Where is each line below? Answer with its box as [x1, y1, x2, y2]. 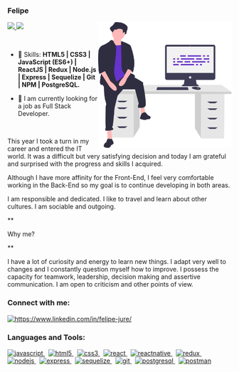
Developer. [17, 110, 50, 118]
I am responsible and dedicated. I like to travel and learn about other [7, 195, 208, 203]
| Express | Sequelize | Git [17, 73, 96, 82]
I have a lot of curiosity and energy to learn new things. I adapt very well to [7, 257, 226, 266]
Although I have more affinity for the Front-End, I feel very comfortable [7, 174, 215, 182]
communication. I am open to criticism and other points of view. [7, 280, 193, 289]
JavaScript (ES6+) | [17, 58, 77, 66]
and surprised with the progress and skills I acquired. [7, 159, 164, 169]
